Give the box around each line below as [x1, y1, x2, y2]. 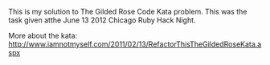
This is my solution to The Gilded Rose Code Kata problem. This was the [8, 7, 247, 16]
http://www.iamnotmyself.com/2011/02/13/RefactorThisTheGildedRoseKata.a [8, 39, 262, 49]
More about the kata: [8, 31, 78, 40]
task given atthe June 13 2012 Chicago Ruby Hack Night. [8, 15, 196, 25]
